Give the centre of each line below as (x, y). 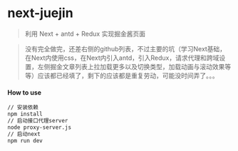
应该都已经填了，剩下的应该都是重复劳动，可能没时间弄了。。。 (128, 75)
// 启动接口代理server (38, 120)
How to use (24, 92)
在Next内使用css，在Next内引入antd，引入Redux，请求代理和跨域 (122, 58)
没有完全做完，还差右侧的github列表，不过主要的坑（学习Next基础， (125, 48)
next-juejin (40, 13)
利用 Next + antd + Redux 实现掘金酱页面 (85, 33)
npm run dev (25, 140)
